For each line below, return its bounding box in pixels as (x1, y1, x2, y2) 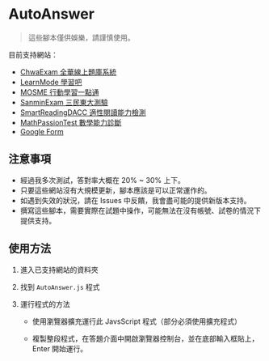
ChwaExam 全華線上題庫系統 (19, 66, 117, 77)
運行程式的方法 (19, 299, 70, 308)
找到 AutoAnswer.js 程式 (19, 282, 100, 291)
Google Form (19, 126, 64, 136)
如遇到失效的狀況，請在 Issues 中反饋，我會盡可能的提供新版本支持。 (19, 195, 252, 205)
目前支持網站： (8, 49, 58, 59)
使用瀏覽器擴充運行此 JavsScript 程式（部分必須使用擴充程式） (32, 316, 242, 326)
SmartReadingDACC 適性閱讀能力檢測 (19, 107, 146, 117)
